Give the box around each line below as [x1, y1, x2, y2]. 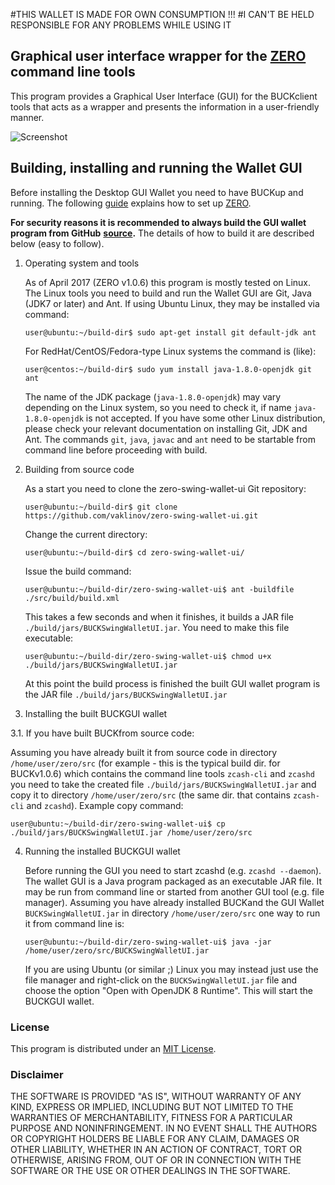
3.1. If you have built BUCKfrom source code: [10, 727, 195, 739]
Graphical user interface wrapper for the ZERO [10, 48, 307, 65]
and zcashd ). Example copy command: [26, 799, 184, 811]
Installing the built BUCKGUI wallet [24, 707, 168, 719]
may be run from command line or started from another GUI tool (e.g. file [24, 885, 325, 898]
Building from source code [24, 463, 135, 475]
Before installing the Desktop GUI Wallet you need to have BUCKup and [10, 186, 304, 198]
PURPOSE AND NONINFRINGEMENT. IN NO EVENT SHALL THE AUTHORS [10, 1122, 318, 1134]
